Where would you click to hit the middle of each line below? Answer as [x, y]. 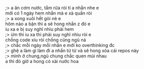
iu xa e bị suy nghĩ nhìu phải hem [40, 29]
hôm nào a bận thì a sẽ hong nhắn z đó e [48, 24]
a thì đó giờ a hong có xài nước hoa [42, 61]
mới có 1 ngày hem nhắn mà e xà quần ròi [49, 13]
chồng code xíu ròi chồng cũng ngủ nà [46, 40]
